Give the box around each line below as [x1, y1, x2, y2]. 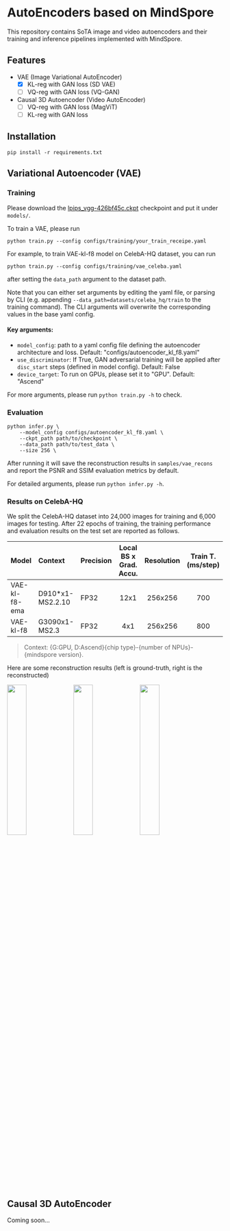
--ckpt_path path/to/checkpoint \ [19, 435, 118, 442]
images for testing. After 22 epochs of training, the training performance [7, 519, 211, 528]
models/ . [7, 211, 31, 219]
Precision [80, 556, 112, 566]
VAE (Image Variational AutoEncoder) [16, 73, 123, 81]
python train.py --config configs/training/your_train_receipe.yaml [7, 238, 207, 245]
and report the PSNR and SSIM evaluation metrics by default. [7, 467, 179, 474]
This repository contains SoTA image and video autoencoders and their [7, 27, 207, 36]
